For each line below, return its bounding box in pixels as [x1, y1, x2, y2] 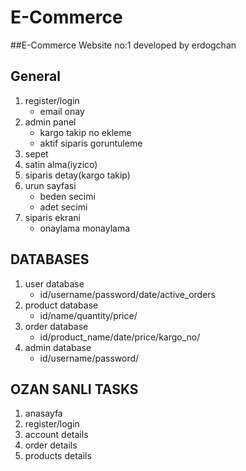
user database [24, 277, 85, 290]
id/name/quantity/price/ [39, 309, 138, 321]
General [10, 68, 62, 85]
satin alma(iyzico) [24, 158, 98, 170]
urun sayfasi [24, 179, 77, 191]
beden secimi [39, 190, 96, 202]
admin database [24, 341, 92, 353]
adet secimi [39, 201, 88, 213]
